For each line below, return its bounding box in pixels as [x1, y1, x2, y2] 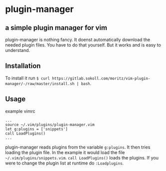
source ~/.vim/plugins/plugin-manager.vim [5, 122, 95, 127]
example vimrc [5, 108, 36, 114]
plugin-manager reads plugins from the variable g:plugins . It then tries [5, 144, 151, 150]
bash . [81, 80, 92, 86]
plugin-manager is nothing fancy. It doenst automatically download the [5, 36, 151, 42]
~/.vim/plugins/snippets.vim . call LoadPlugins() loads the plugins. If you [5, 154, 159, 160]
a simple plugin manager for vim [5, 23, 107, 32]
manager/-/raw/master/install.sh [5, 81, 75, 86]
